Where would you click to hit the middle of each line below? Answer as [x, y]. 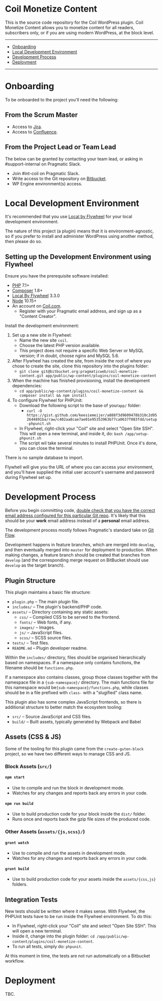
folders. [20, 885]
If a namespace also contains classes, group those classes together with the [81, 677]
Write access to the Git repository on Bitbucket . [59, 179]
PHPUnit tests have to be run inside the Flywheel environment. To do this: [78, 917]
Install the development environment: [42, 326]
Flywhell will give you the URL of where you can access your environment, [79, 467]
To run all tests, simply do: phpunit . [47, 947]
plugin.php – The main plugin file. [45, 602]
